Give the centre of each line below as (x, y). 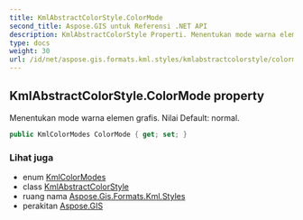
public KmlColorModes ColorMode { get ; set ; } (98, 134)
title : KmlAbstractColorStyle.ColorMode (87, 18)
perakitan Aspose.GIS (63, 206)
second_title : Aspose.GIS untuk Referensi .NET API (108, 26)
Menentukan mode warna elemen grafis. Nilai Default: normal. (125, 117)
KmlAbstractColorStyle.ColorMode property (137, 96)
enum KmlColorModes (64, 177)
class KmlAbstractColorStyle (75, 187)
